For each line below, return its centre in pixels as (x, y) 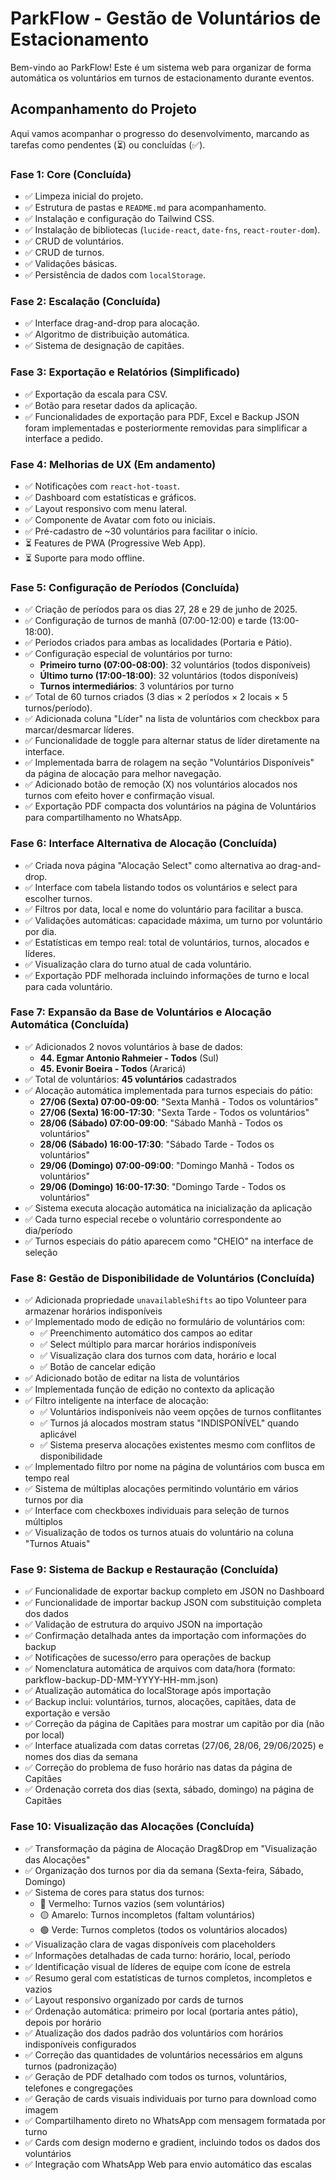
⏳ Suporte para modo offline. (84, 558)
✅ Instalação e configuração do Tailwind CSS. (119, 219)
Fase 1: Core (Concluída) (71, 174)
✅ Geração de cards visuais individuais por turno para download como (170, 2098)
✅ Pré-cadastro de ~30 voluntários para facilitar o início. (141, 531)
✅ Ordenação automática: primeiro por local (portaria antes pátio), (161, 2011)
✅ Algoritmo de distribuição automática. (107, 334)
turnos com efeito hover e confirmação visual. (119, 796)
